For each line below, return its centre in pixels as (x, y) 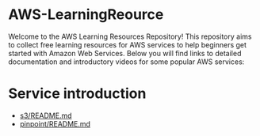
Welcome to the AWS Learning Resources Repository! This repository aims (130, 36)
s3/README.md (46, 115)
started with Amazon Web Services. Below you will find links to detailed (125, 53)
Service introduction (77, 94)
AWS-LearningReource (86, 15)
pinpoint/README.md (55, 123)
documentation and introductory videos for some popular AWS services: (126, 62)
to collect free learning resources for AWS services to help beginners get (128, 44)
